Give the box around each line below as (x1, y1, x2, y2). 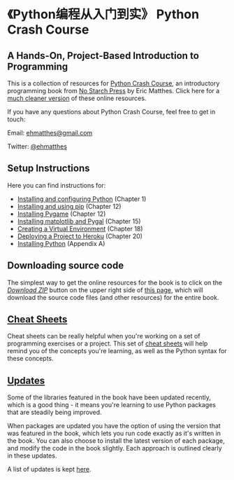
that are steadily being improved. (7, 408, 103, 417)
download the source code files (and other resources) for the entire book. (7, 293, 219, 301)
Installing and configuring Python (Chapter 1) (17, 194, 147, 203)
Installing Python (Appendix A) (17, 239, 105, 247)
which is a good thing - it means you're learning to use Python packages (7, 401, 217, 409)
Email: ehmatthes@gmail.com (7, 129, 93, 137)
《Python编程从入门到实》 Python (7, 6, 200, 22)
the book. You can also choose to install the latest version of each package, (7, 437, 225, 445)
